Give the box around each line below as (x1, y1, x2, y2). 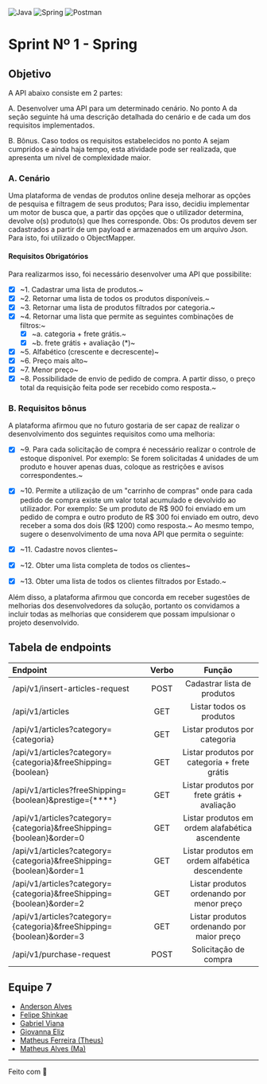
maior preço (195, 930, 241, 941)
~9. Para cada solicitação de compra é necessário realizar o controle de (19, 444, 256, 454)
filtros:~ (19, 320, 46, 330)
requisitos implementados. (8, 120, 95, 130)
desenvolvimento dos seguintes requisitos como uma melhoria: (8, 429, 215, 439)
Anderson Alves (19, 1002, 72, 1012)
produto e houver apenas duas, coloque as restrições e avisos (19, 462, 224, 472)
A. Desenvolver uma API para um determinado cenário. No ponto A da (8, 104, 238, 113)
